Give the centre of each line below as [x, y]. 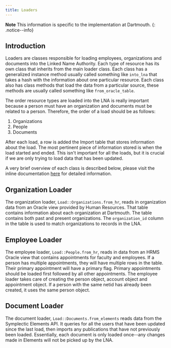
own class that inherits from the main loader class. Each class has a [76, 69]
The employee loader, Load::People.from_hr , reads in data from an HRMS [82, 252]
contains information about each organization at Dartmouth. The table [79, 213]
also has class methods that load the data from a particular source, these [82, 85]
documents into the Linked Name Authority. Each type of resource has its [82, 64]
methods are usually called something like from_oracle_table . [70, 91]
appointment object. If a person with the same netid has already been [78, 285]
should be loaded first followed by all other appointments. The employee [81, 274]
